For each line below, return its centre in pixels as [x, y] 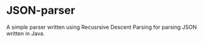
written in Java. [26, 33]
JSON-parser [41, 10]
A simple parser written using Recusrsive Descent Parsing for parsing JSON [101, 27]
